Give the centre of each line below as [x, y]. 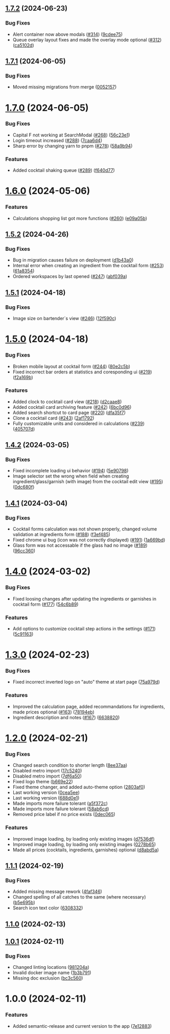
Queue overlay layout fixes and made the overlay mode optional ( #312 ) [87, 39]
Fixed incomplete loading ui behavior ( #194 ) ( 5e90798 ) [70, 471]
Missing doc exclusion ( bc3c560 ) [48, 978]
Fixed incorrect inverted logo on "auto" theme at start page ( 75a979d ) [86, 682]
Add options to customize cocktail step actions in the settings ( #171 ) [84, 628]
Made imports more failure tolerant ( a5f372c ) [60, 803]
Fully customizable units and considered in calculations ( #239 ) [79, 423]
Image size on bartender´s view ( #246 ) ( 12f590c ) [64, 319]
